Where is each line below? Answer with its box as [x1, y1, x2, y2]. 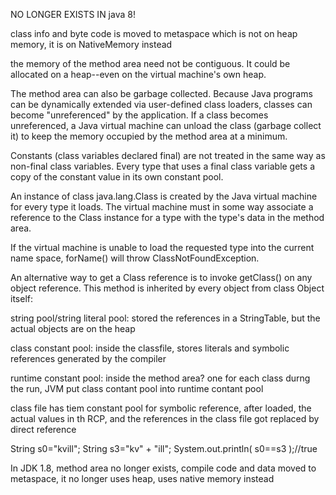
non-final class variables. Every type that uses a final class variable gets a [10, 160, 315, 172]
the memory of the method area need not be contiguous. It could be [10, 58, 291, 69]
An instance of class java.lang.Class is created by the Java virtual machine [10, 190, 318, 202]
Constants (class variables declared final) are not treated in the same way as [10, 150, 326, 161]
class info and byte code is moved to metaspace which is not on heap [10, 28, 298, 39]
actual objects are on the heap [10, 323, 136, 334]
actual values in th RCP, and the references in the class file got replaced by [10, 413, 320, 424]
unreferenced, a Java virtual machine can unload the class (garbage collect [10, 120, 322, 131]
